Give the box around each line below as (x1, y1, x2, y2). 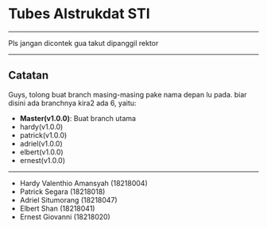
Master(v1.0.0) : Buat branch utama (19, 113, 137, 123)
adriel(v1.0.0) (19, 139, 64, 148)
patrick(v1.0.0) (19, 130, 68, 139)
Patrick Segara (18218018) (19, 187, 106, 196)
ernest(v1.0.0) (19, 155, 66, 165)
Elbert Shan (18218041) (19, 203, 95, 213)
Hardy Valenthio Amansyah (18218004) (19, 178, 149, 188)
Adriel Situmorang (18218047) (19, 195, 118, 204)
